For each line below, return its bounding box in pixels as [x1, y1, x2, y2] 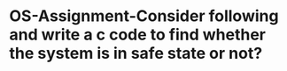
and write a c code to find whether [9, 25, 266, 45]
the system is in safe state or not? [9, 44, 263, 63]
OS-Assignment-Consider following [9, 6, 279, 26]
